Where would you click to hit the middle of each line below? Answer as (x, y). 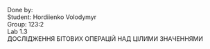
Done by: (20, 10)
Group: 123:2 (26, 24)
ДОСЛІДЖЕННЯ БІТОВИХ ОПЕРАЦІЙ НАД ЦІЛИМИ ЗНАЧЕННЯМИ (105, 39)
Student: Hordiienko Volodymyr (52, 17)
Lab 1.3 (17, 31)
